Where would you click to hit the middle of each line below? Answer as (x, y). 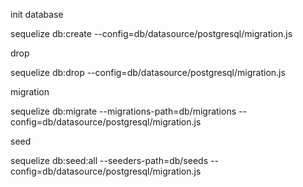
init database (37, 14)
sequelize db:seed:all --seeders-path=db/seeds (109, 160)
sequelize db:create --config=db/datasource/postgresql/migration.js (151, 33)
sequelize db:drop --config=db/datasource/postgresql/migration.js (148, 72)
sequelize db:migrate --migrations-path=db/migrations (123, 111)
